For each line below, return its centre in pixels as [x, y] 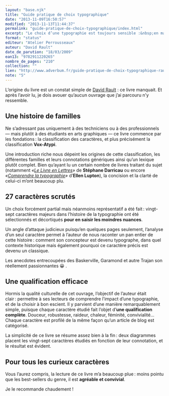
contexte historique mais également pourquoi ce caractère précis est [77, 245]
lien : [11, 71]
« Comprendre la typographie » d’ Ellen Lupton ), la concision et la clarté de [81, 175]
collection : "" [21, 66]
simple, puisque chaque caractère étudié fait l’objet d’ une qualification [79, 309]
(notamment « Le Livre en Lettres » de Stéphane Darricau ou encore [75, 170]
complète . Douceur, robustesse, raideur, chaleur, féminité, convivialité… [80, 315]
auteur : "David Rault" [29, 47]
